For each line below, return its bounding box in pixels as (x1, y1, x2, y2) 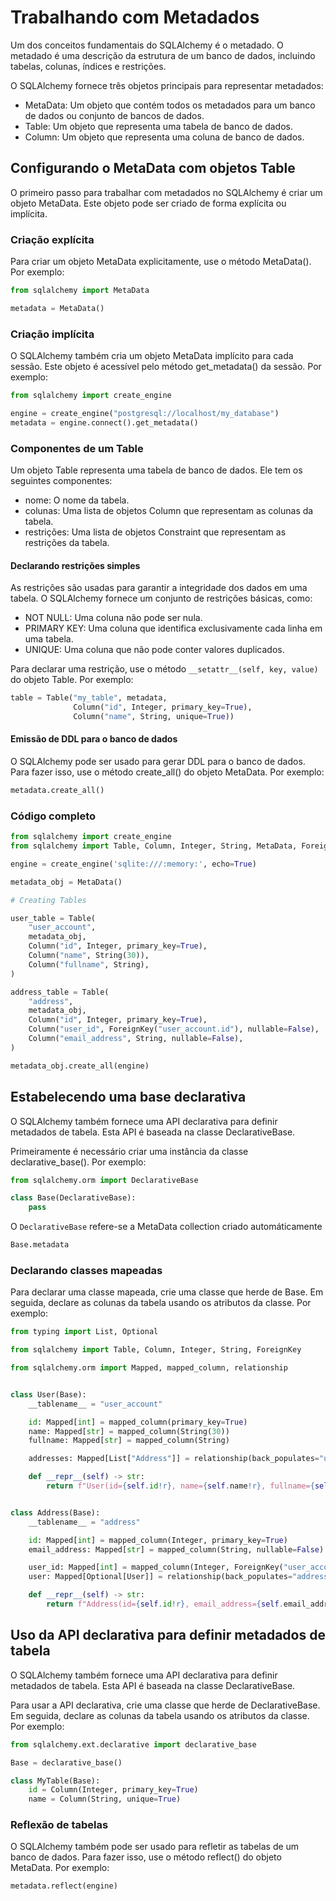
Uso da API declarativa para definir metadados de (10, 1627, 326, 1644)
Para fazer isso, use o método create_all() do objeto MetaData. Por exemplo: (10, 766, 325, 778)
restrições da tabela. (24, 537, 110, 549)
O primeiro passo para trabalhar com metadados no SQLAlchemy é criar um (10, 186, 323, 198)
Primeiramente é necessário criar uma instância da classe (10, 1145, 249, 1157)
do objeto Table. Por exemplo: (10, 674, 134, 686)
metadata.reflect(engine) (10, 1881, 118, 1891)
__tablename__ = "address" (28, 1517, 141, 1527)
